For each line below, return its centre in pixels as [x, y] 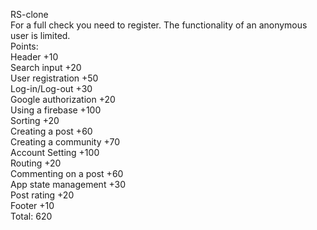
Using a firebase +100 [56, 110]
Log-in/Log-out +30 [51, 88]
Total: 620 [31, 216]
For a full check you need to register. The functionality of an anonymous [159, 25]
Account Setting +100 [55, 152]
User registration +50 [54, 78]
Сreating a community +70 [65, 142]
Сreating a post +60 [51, 131]
